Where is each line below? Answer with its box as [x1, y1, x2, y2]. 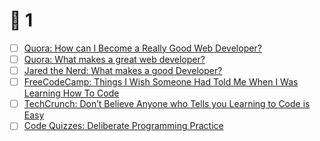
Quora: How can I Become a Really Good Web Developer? [23, 42, 262, 54]
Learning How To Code [23, 87, 120, 99]
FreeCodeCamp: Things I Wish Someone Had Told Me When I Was [23, 76, 299, 88]
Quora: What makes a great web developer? [23, 54, 206, 65]
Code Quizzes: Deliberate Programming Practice [23, 120, 224, 132]
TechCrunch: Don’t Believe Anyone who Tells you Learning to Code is [23, 98, 311, 110]
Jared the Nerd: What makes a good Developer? [23, 65, 223, 77]
